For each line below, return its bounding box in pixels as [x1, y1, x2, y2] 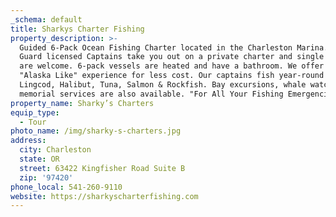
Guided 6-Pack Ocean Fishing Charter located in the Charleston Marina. [19, 42, 329, 53]
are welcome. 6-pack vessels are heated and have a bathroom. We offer [19, 61, 325, 71]
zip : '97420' [19, 172, 74, 183]
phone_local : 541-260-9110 [10, 182, 123, 192]
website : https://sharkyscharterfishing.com [10, 191, 199, 201]
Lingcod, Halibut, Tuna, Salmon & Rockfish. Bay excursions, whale [19, 80, 307, 90]
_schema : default [10, 14, 83, 25]
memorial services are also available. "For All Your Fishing [19, 89, 284, 99]
